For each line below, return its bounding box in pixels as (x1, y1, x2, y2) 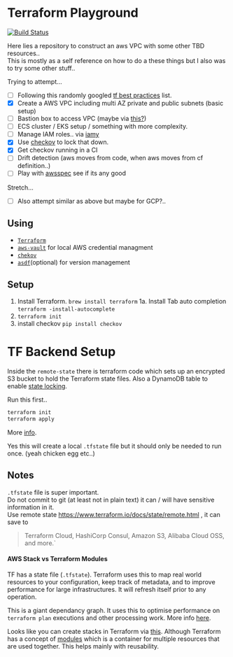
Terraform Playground (7, 5, 139, 21)
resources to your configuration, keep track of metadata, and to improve (7, 577, 216, 586)
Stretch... (7, 183, 34, 192)
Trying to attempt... (7, 77, 63, 85)
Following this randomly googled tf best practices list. (17, 91, 172, 99)
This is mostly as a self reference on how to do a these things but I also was (7, 56, 226, 64)
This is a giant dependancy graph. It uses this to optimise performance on (7, 606, 220, 614)
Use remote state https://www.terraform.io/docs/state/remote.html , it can (7, 510, 220, 518)
